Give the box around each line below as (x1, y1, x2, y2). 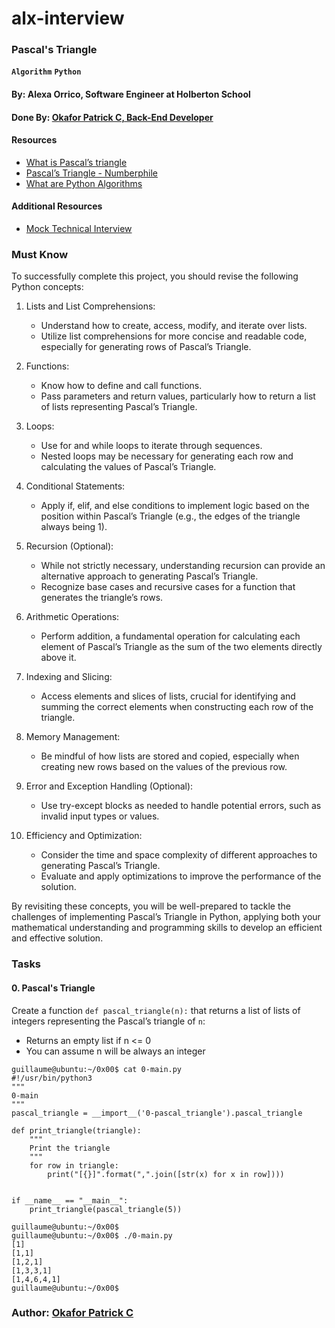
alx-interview (11, 7, 125, 30)
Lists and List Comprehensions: (25, 300, 156, 312)
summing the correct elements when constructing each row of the (40, 701, 314, 713)
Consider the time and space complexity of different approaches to (40, 849, 318, 861)
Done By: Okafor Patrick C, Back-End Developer (11, 111, 214, 123)
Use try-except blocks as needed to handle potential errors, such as (40, 800, 322, 812)
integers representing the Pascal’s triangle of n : (11, 1015, 206, 1027)
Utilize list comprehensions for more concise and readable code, (40, 330, 308, 342)
